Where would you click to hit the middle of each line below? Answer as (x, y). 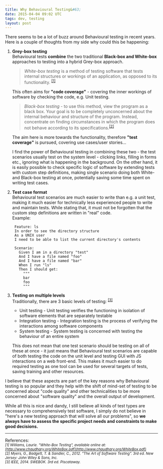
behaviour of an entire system (49, 336)
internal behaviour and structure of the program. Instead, (81, 117)
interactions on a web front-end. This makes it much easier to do (77, 361)
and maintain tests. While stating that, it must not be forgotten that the (82, 207)
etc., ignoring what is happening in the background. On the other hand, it (85, 162)
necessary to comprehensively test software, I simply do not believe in (75, 411)
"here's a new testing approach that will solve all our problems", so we (75, 416)
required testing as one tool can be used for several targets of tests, (80, 367)
